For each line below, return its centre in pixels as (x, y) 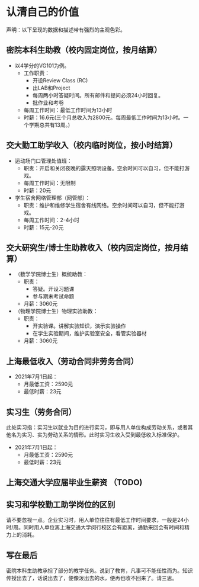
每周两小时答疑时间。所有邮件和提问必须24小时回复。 (98, 95)
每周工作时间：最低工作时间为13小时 (68, 110)
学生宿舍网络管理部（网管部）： (52, 198)
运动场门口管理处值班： (43, 161)
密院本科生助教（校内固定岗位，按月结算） (84, 50)
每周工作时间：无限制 (49, 183)
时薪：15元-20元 (44, 227)
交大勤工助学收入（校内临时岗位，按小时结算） (92, 145)
